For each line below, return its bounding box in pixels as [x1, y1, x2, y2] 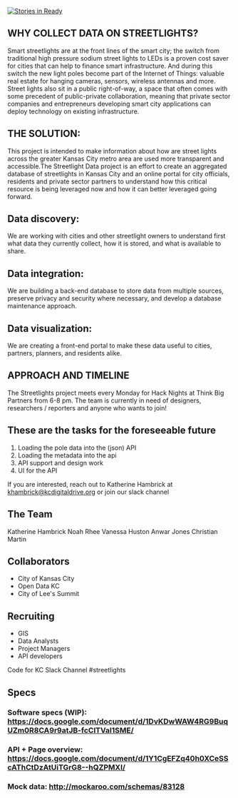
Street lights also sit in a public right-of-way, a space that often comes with [7, 84, 228, 93]
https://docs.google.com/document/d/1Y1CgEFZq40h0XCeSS [7, 754, 229, 764]
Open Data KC [17, 582, 61, 590]
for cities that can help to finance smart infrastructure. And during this [7, 61, 213, 70]
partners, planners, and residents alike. [7, 349, 123, 358]
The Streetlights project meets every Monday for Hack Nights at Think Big [7, 388, 224, 397]
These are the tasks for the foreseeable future [7, 425, 216, 437]
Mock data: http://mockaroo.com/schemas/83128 [7, 782, 185, 792]
